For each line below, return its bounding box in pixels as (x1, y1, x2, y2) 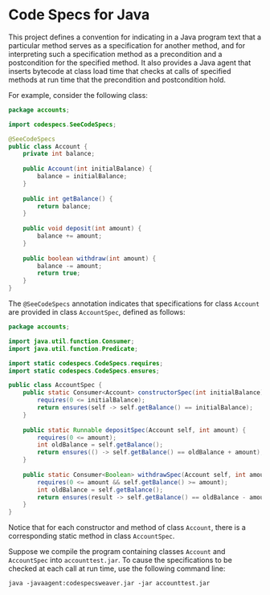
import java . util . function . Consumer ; (8, 337, 135, 345)
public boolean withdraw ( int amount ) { (22, 255, 157, 263)
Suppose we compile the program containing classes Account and (8, 547, 226, 556)
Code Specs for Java (8, 6, 150, 24)
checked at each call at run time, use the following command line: (8, 564, 226, 573)
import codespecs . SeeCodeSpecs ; (8, 120, 117, 128)
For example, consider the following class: (8, 90, 149, 100)
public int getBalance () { (22, 194, 113, 202)
